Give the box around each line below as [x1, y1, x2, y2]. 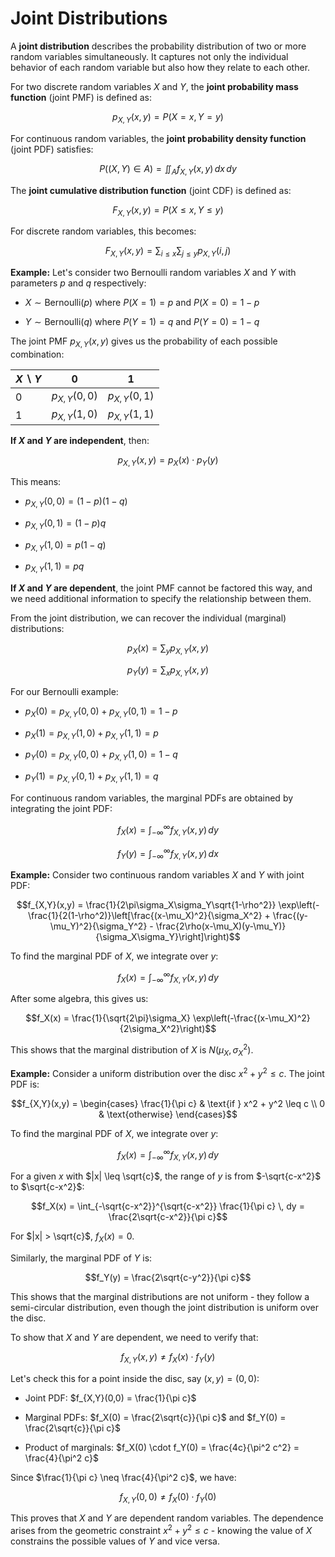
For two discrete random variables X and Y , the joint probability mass [10, 80, 299, 92]
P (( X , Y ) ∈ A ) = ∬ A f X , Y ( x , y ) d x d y [99, 162, 237, 177]
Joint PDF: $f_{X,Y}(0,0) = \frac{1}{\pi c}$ [24, 1392, 197, 1404]
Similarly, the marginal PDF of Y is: [10, 1252, 153, 1264]
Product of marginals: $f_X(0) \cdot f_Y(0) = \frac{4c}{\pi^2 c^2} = [24, 1441, 300, 1453]
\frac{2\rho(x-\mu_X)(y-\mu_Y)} [155, 920, 287, 932]
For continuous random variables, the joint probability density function [10, 132, 307, 144]
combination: [10, 348, 65, 360]
